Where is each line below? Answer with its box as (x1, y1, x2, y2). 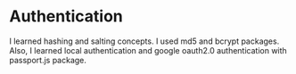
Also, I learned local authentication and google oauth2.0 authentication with (9, 45, 287, 55)
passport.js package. (9, 54, 87, 65)
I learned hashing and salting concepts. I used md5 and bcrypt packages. (9, 36, 280, 46)
